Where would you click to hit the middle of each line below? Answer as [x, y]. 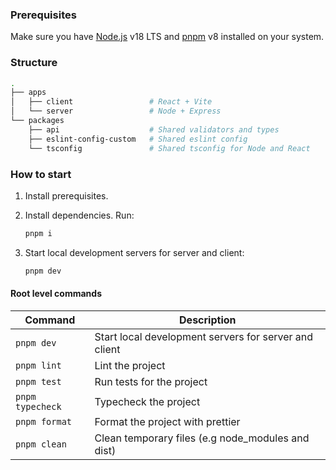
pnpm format [44, 421]
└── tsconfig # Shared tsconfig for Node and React [169, 148]
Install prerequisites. [66, 195]
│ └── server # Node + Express [116, 111]
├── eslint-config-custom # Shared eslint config [138, 139]
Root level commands [56, 294]
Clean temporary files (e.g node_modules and [202, 438]
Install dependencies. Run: [79, 215]
